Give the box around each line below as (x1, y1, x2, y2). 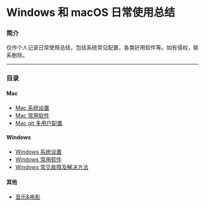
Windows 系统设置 (15, 148, 62, 155)
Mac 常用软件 (15, 111, 50, 119)
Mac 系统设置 (15, 104, 50, 111)
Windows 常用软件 (15, 155, 62, 163)
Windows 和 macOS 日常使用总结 (6, 6, 176, 20)
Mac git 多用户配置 (15, 119, 63, 127)
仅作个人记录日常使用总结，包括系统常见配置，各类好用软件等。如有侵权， (6, 44, 193, 51)
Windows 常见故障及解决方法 (15, 163, 88, 171)
